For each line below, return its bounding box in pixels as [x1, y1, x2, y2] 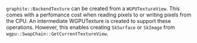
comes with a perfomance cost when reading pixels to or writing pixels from [6, 11, 192, 18]
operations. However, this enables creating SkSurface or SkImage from [6, 24, 176, 31]
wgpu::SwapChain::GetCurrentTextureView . [6, 30, 109, 37]
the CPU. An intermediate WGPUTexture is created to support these [6, 18, 172, 24]
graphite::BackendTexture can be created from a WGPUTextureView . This [6, 5, 180, 12]
